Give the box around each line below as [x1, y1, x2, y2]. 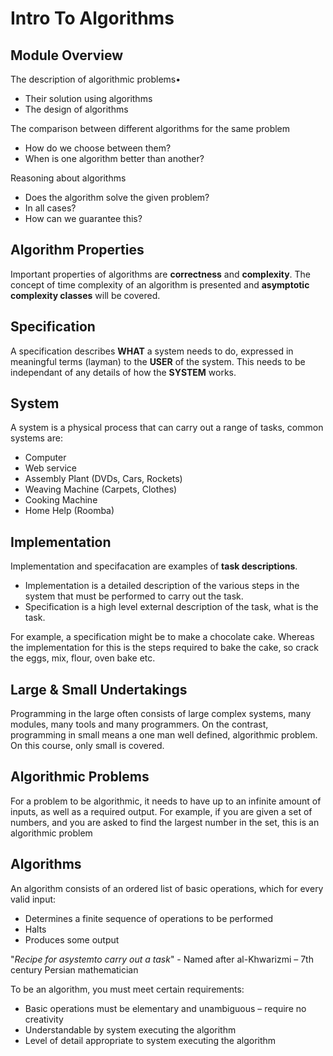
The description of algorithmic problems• [10, 73, 182, 85]
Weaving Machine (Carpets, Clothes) [24, 483, 178, 496]
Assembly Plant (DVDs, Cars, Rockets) [24, 473, 183, 485]
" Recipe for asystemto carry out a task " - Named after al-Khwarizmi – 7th [10, 953, 314, 965]
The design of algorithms [24, 103, 129, 115]
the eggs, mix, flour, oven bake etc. [10, 652, 156, 664]
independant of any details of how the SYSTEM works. [10, 366, 237, 378]
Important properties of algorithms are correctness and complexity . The [10, 268, 312, 280]
